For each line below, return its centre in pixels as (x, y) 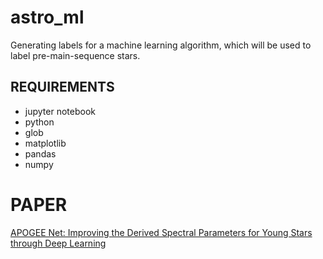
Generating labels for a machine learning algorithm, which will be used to (161, 45)
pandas (40, 153)
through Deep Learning (58, 243)
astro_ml (47, 17)
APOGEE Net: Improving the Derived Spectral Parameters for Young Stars (161, 232)
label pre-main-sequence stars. (75, 55)
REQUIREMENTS (62, 87)
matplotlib (45, 143)
